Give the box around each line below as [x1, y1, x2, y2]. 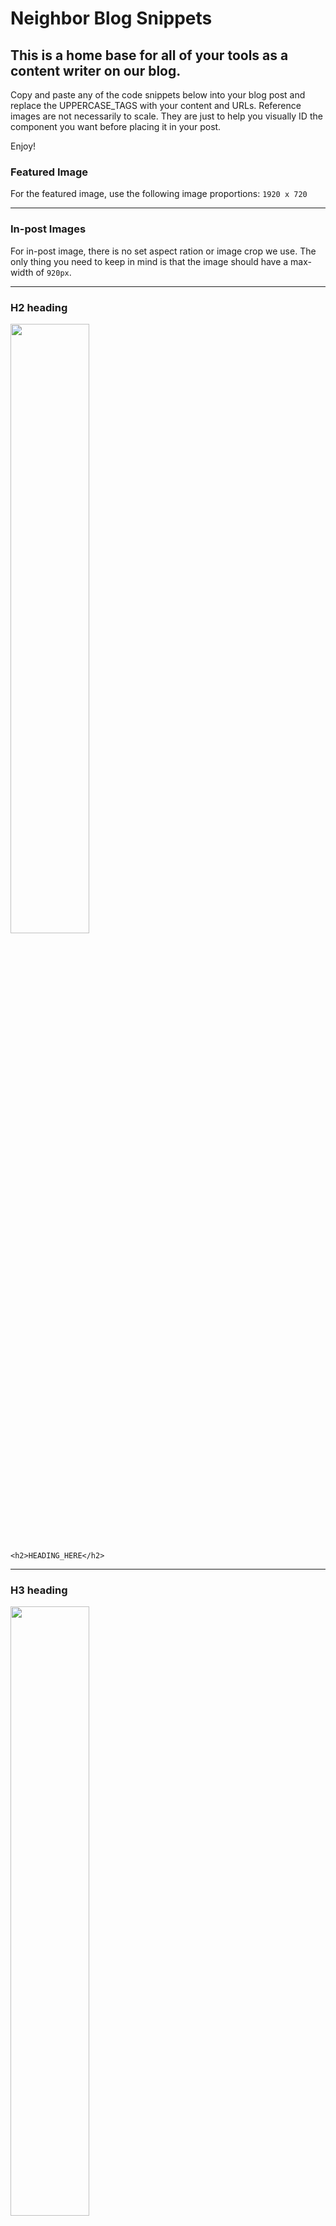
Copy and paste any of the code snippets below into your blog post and [10, 89, 306, 101]
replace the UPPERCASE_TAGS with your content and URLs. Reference [10, 100, 302, 111]
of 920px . [35, 266, 72, 278]
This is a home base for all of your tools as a [10, 47, 289, 64]
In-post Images [10, 222, 87, 236]
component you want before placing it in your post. [10, 121, 222, 132]
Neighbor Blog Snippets [10, 7, 213, 30]
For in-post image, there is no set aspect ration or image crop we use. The [10, 245, 317, 257]
